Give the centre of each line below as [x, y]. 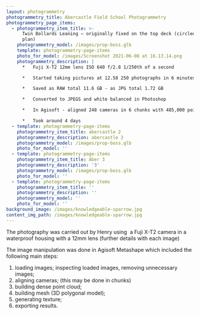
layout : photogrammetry [36, 12]
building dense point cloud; [48, 286]
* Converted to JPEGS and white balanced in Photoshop [94, 99]
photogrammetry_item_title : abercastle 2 [69, 132]
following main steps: [32, 256]
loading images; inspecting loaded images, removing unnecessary [96, 267]
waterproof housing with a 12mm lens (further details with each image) [93, 238]
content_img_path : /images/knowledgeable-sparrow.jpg [74, 215]
